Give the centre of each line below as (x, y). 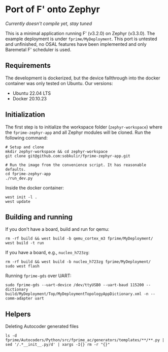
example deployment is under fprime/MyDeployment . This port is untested (81, 39)
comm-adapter (19, 299)
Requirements (28, 65)
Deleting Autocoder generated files (42, 327)
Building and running (39, 217)
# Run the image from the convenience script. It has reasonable (76, 165)
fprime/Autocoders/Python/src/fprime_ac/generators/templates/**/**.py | (85, 340)
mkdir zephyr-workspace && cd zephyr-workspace (57, 151)
